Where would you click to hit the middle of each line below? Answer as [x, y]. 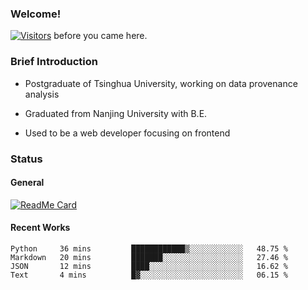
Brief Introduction [54, 62]
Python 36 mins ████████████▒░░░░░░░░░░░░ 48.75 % [149, 248]
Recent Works [40, 228]
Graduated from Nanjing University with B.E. [116, 113]
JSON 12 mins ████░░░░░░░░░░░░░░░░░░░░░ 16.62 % [149, 266]
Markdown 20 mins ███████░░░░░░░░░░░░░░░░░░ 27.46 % [149, 257]
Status [26, 159]
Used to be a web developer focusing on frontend [127, 133]
